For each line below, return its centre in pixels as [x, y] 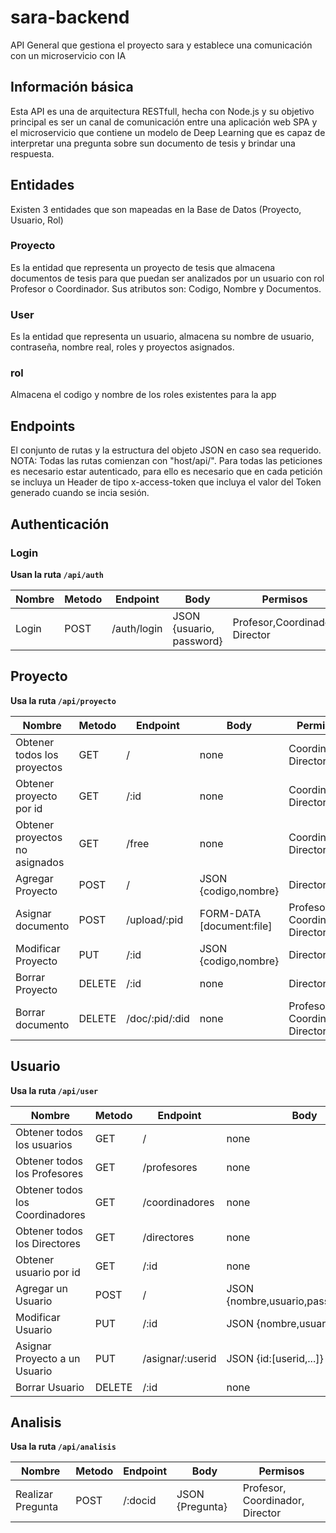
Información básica [72, 87]
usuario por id [48, 1272]
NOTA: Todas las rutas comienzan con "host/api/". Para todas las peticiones [166, 461]
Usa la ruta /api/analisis [63, 1447]
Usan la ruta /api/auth [57, 574]
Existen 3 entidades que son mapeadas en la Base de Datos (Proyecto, [156, 209]
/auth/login [137, 628]
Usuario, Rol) [37, 220]
